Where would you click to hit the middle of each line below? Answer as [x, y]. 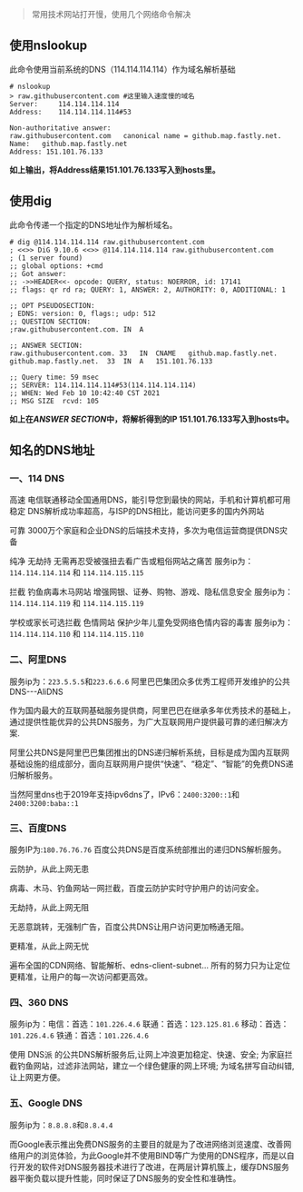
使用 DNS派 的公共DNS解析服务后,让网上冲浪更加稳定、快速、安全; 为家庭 [147, 1055]
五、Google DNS [46, 1103]
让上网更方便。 [37, 1078]
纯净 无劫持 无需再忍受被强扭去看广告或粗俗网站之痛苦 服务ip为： [132, 561]
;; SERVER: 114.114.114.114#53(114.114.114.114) [103, 385]
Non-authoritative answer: [60, 128]
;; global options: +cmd [56, 266]
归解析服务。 [33, 775]
